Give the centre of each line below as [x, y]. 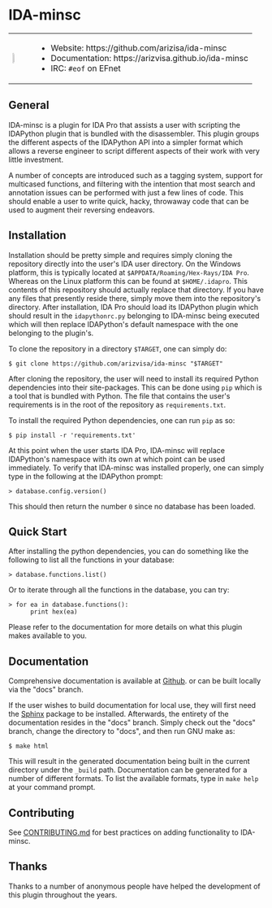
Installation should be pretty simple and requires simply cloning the [121, 255]
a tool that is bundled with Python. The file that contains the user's [119, 395]
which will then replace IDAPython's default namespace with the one [123, 324]
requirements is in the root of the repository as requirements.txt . [117, 404]
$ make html [28, 746]
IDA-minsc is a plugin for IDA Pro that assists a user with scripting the [125, 124]
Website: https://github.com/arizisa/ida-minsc [139, 48]
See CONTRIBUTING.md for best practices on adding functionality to [124, 832]
